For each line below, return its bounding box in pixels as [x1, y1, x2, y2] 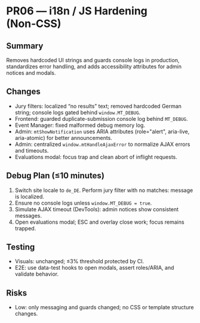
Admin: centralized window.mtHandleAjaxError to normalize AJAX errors [14, 141, 190, 148]
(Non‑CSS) [6, 17, 61, 31]
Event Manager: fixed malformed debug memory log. [14, 121, 145, 129]
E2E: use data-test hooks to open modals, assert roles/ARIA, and [14, 264, 174, 272]
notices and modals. [6, 69, 56, 76]
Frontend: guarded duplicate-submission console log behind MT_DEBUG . [14, 115, 188, 122]
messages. [14, 212, 42, 219]
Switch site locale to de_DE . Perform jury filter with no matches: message [14, 187, 193, 194]
